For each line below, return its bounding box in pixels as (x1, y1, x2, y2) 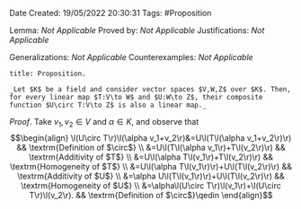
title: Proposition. (9, 69, 87, 78)
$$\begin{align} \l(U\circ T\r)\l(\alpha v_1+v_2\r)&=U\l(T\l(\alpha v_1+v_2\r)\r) (10, 132, 292, 143)
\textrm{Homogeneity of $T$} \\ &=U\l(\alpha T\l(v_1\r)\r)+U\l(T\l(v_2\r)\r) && (10, 161, 292, 171)
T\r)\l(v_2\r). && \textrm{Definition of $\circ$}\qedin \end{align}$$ (29, 189, 273, 200)
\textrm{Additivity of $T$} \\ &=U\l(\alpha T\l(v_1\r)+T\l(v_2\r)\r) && (28, 152, 274, 162)
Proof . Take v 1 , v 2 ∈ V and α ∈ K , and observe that (9, 117, 199, 129)
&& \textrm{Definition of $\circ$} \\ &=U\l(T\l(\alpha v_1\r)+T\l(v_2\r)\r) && (16, 142, 286, 152)
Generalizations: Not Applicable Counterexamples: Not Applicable (9, 52, 253, 62)
